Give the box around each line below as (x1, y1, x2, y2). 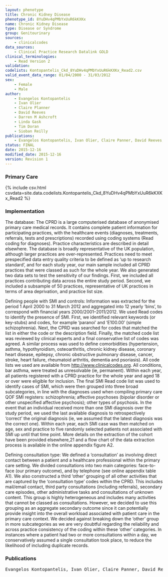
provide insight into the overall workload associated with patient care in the (5, 510, 160, 517)
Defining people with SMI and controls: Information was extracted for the (5, 298, 155, 304)
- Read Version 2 (14, 59, 50, 64)
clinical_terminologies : (5, 54, 57, 59)
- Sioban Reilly (14, 128, 48, 133)
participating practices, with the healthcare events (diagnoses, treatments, (5, 230, 159, 236)
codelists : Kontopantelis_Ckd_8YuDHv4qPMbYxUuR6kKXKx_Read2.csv (5, 68, 142, 73)
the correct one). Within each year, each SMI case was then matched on (5, 421, 154, 427)
